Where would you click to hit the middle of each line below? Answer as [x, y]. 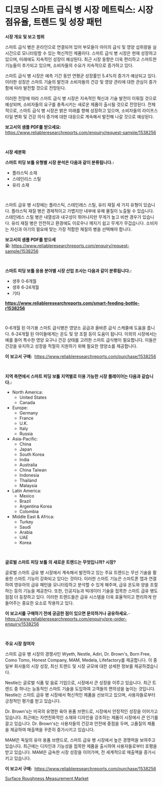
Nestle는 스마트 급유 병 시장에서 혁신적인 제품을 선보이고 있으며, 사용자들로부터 [80, 695]
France [27, 418]
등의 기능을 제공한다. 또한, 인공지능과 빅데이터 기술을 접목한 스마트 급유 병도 [86, 591]
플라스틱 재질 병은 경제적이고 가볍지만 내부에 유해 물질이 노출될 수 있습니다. [83, 211]
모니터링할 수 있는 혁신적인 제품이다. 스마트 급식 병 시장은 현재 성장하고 [89, 53]
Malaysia [28, 485]
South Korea [32, 454]
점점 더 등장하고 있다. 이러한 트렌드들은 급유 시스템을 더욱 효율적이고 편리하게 [78, 597]
